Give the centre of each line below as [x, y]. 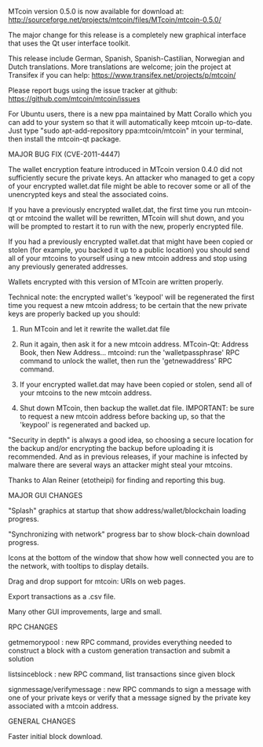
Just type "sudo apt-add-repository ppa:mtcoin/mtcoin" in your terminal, [126, 130]
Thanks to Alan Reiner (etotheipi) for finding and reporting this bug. [117, 480]
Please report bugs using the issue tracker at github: [93, 90]
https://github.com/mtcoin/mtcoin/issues [74, 99]
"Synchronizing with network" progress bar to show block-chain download [129, 534]
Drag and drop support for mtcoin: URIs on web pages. [97, 581]
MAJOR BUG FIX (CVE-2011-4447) [64, 154]
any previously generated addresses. [68, 267]
